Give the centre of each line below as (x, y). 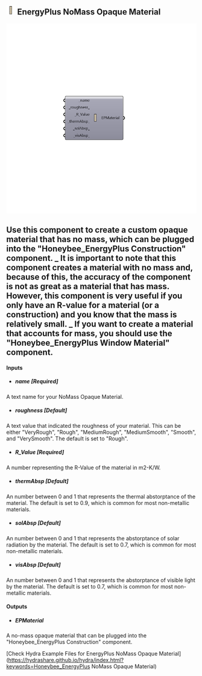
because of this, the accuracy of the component (99, 277)
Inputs (14, 368)
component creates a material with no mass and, (99, 268)
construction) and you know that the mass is (92, 315)
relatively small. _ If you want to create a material (100, 324)
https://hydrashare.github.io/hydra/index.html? (66, 660)
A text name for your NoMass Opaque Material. (65, 396)
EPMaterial (29, 620)
